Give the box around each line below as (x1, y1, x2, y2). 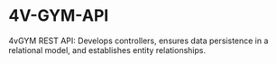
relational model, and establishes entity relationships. (8, 44, 207, 55)
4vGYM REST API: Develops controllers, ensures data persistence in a (8, 35, 269, 46)
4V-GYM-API (8, 5, 109, 26)
